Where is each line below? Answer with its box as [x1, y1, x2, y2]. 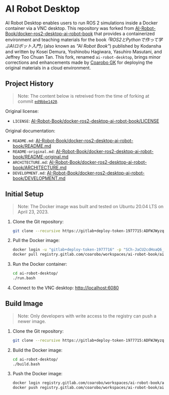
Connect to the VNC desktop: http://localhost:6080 [12, 285, 119, 291]
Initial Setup [5, 190, 44, 199]
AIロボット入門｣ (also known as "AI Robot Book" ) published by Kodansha [9, 43, 161, 49]
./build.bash [12, 362, 40, 367]
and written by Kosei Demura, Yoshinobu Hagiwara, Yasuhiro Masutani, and [5, 49, 162, 55]
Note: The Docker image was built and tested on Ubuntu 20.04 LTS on [17, 203, 164, 209]
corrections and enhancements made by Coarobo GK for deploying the [5, 59, 153, 65]
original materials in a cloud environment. [5, 64, 91, 71]
